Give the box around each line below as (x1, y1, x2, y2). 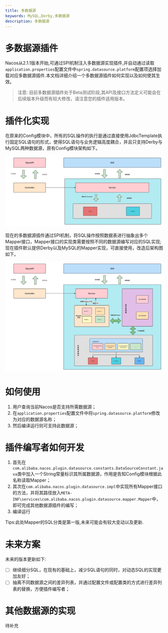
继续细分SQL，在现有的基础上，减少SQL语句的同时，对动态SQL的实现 (12, 567, 157, 573)
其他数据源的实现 (5, 605, 76, 616)
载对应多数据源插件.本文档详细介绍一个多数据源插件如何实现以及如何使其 (5, 73, 156, 79)
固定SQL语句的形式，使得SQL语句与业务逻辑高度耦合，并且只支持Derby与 (9, 139, 163, 145)
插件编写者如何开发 (5, 442, 85, 453)
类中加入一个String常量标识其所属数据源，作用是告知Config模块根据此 (17, 471, 162, 477)
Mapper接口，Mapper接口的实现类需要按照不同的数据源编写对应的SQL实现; (5, 238, 161, 244)
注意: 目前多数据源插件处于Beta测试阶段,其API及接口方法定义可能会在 (17, 89, 161, 95)
